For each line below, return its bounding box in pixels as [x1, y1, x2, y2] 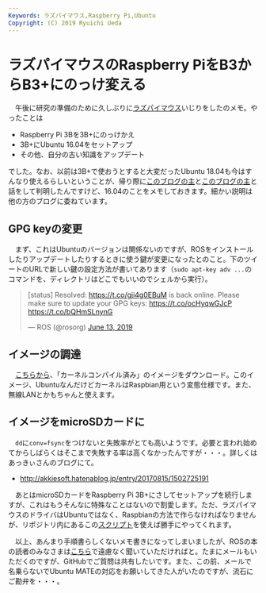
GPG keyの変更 [8, 221, 83, 235]
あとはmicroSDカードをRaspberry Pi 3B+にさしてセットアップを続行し [14, 490, 246, 499]
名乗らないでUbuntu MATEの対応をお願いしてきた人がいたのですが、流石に [8, 566, 254, 576]
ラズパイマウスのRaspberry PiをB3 [8, 56, 237, 74]
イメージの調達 [8, 347, 82, 361]
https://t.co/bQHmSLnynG [27, 307, 113, 317]
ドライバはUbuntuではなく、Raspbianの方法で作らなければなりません [28, 510, 256, 519]
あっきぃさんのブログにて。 [8, 457, 99, 467]
